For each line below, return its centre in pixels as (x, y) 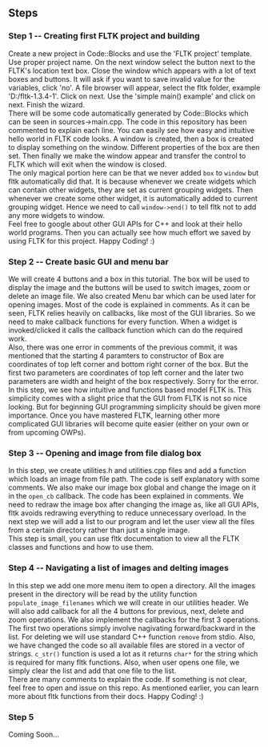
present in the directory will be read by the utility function (103, 594)
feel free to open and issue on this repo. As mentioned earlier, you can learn (134, 688)
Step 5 (21, 717)
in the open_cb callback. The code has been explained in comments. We (126, 496)
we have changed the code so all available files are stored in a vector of (127, 645)
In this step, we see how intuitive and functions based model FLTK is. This (130, 390)
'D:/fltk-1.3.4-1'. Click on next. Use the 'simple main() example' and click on (132, 96)
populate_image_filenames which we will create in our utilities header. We (129, 602)
